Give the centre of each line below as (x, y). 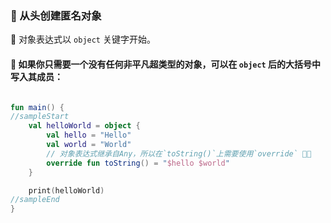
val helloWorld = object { (84, 126)
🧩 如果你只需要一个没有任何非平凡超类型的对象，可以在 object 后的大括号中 (166, 64)
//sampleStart (40, 117)
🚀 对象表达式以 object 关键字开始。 (83, 39)
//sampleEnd (35, 200)
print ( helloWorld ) (66, 190)
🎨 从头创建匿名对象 (56, 15)
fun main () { (37, 107)
